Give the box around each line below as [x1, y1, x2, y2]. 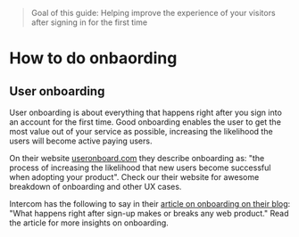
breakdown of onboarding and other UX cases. [9, 182, 182, 192]
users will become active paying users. [9, 135, 153, 146]
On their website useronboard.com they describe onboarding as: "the [9, 153, 265, 163]
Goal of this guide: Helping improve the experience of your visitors [30, 8, 276, 18]
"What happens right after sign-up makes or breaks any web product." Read [9, 208, 289, 218]
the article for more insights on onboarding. [9, 217, 170, 228]
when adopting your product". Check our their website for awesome [9, 172, 260, 182]
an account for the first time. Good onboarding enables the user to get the [9, 117, 281, 127]
